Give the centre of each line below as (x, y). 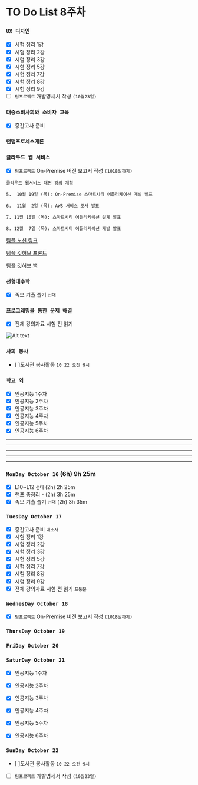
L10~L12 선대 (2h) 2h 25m (45, 487)
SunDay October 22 (32, 750)
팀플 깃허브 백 (22, 265)
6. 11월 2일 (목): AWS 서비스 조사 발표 (53, 206)
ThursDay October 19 (36, 631)
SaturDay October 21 (36, 660)
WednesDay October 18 (37, 603)
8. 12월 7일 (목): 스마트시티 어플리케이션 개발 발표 (64, 229)
